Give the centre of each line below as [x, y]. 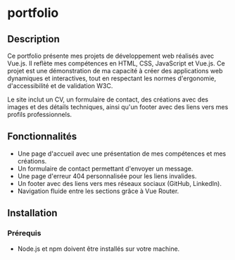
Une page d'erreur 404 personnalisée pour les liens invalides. [107, 176]
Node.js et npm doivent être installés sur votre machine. [99, 249]
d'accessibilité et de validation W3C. [60, 86]
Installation [32, 213]
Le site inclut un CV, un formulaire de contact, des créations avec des [108, 99]
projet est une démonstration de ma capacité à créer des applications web [115, 71]
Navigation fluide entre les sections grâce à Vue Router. [98, 191]
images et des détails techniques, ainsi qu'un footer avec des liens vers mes [118, 107]
